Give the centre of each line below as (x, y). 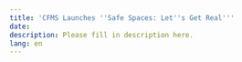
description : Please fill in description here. (102, 35)
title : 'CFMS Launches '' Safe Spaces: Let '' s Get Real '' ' (122, 18)
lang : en (26, 43)
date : (20, 26)
